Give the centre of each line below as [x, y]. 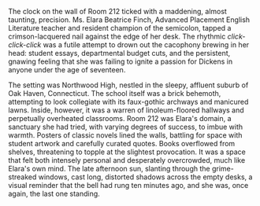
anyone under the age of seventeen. [67, 70]
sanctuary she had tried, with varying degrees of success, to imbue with [126, 127]
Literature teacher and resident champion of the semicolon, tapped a [120, 28]
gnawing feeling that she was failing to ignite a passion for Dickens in [121, 61]
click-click [25, 45]
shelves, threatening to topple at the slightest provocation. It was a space [127, 152]
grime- [223, 169]
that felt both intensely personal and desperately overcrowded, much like [127, 160]
